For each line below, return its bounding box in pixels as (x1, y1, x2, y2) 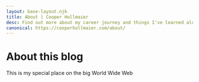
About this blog (6, 50, 84, 63)
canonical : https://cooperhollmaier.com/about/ (6, 25, 126, 31)
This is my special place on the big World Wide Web (6, 70, 133, 77)
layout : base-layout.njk (6, 8, 68, 15)
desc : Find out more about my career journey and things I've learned (6, 19, 184, 25)
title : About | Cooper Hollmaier (6, 14, 89, 20)
